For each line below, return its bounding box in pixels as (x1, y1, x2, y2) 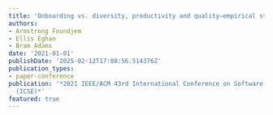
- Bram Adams (8, 42, 53, 50)
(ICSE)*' (15, 87, 45, 96)
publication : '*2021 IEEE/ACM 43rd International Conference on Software (8, 79, 264, 87)
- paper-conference (8, 72, 75, 80)
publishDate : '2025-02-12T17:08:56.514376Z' (8, 57, 162, 66)
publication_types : (8, 65, 75, 73)
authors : (8, 19, 38, 28)
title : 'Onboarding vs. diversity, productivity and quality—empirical (8, 11, 256, 20)
